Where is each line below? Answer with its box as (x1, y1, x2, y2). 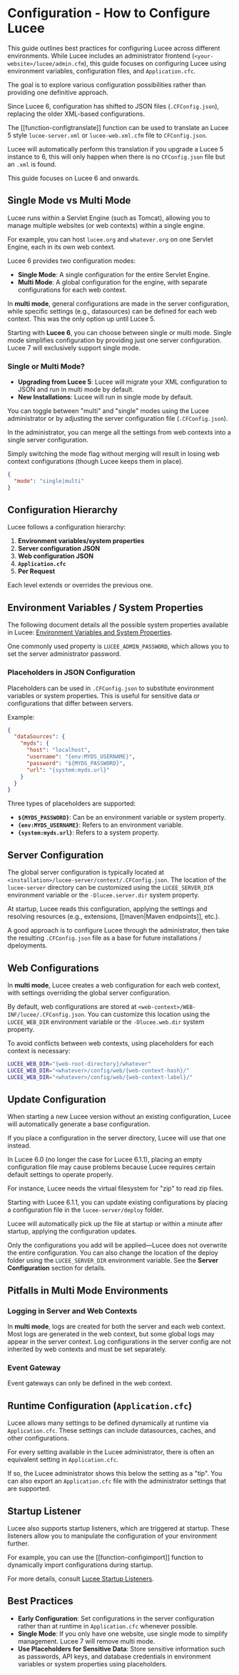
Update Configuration (7, 1093, 106, 1105)
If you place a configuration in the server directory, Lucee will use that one (7, 1134, 226, 1143)
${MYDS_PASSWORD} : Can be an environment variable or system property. (17, 813, 226, 822)
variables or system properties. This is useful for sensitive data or (7, 691, 200, 700)
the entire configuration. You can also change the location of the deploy (7, 1248, 219, 1257)
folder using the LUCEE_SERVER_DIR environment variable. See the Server (7, 1256, 219, 1265)
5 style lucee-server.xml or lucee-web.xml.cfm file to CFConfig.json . (7, 131, 208, 139)
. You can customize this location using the (83, 1010, 210, 1018)
